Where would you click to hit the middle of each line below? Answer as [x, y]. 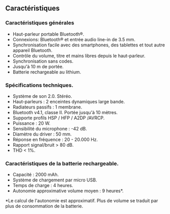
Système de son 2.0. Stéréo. [42, 96]
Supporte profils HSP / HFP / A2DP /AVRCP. [59, 118]
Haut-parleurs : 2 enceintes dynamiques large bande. [69, 101]
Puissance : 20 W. [32, 123]
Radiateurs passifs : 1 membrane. [47, 107]
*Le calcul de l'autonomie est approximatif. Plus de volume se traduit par [82, 201]
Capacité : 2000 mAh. [36, 175]
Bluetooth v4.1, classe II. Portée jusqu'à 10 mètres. [65, 112]
